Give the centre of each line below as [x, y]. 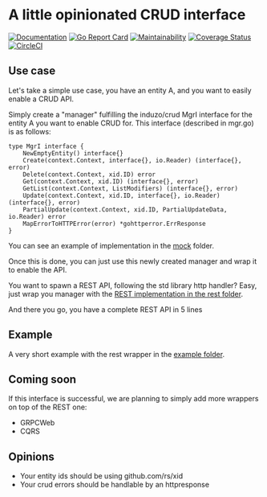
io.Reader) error [37, 216]
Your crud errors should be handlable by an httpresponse [115, 485]
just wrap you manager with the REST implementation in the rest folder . [125, 294]
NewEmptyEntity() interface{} [73, 153]
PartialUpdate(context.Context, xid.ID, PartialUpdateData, [125, 209]
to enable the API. [38, 269]
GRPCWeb [37, 423]
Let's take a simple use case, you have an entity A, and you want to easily [130, 90]
